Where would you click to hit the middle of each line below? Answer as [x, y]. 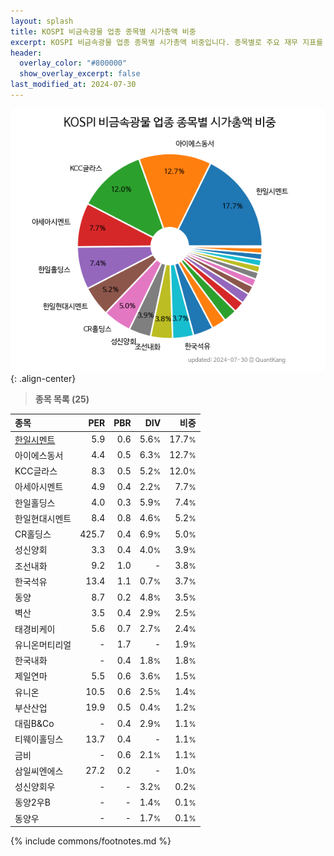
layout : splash [42, 21]
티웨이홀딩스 [39, 739]
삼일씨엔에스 [39, 771]
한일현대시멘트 [43, 518]
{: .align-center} [43, 378]
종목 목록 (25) [62, 399]
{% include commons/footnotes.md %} [91, 841]
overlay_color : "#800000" [73, 63]
